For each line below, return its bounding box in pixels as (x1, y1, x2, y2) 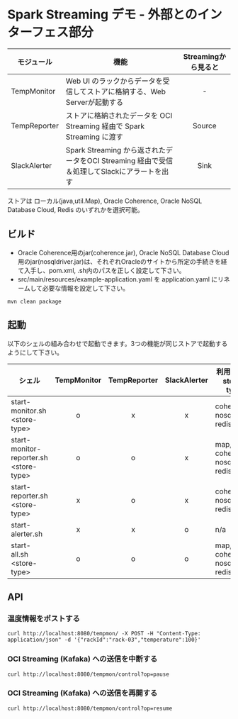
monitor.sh (11, 406, 47, 416)
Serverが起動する (65, 97, 124, 107)
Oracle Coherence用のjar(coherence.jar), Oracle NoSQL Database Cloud (17, 248, 229, 257)
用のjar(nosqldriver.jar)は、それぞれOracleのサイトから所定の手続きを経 (17, 257, 228, 266)
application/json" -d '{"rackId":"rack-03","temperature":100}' (7, 636, 201, 644)
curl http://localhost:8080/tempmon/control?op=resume (7, 705, 173, 712)
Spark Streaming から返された (65, 145, 166, 155)
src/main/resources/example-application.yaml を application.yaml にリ (17, 274, 225, 284)
